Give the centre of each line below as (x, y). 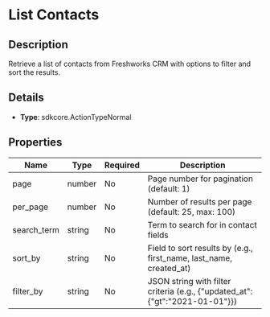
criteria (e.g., (172, 291)
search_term (36, 229)
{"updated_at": (225, 291)
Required (122, 165)
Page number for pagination (200, 179)
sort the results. (35, 72)
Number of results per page (200, 201)
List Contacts (54, 15)
